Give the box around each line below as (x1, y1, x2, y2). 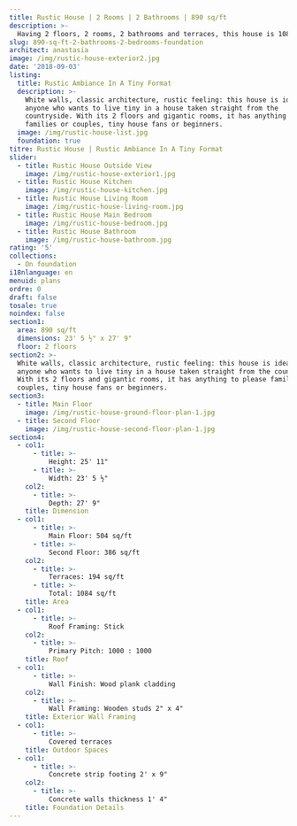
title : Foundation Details (25, 803, 125, 812)
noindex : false (9, 309, 65, 319)
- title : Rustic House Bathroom (17, 227, 137, 235)
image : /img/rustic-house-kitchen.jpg (25, 186, 168, 195)
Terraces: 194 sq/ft (48, 573, 125, 582)
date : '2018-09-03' (9, 63, 81, 72)
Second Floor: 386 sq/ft (48, 548, 141, 557)
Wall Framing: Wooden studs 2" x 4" (48, 705, 184, 714)
